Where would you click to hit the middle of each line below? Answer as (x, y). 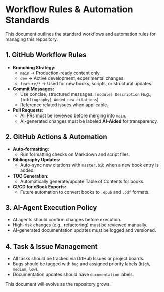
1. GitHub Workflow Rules (46, 55)
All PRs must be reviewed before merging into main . (73, 115)
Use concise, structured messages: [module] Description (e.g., (86, 94)
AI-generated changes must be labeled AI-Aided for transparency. (89, 121)
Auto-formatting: (31, 149)
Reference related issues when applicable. (64, 105)
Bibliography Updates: (36, 159)
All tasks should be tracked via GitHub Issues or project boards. (78, 259)
